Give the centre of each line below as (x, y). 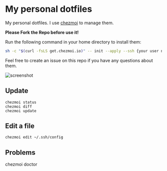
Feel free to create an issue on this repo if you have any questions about (79, 60)
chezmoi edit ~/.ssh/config (34, 137)
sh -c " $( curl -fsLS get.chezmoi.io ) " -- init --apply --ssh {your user (82, 51)
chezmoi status (21, 102)
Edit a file (20, 126)
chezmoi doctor (21, 165)
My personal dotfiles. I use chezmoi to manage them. (59, 23)
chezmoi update (21, 111)
